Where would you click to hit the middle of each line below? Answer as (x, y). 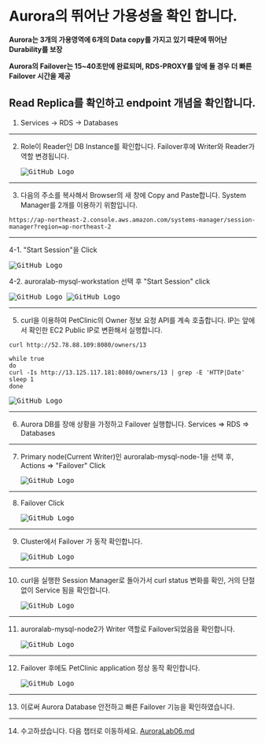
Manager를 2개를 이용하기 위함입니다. (79, 205)
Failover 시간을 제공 (40, 76)
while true (27, 358)
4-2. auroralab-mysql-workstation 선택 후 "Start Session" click (110, 281)
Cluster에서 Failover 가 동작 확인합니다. (81, 541)
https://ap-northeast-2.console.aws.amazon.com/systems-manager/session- (132, 220)
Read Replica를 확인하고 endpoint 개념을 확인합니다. (132, 103)
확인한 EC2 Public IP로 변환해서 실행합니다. (96, 330)
